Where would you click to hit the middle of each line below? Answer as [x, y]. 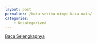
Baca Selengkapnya [25, 36]
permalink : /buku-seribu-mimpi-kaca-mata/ [48, 14]
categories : [17, 18]
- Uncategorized [30, 23]
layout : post [18, 9]
